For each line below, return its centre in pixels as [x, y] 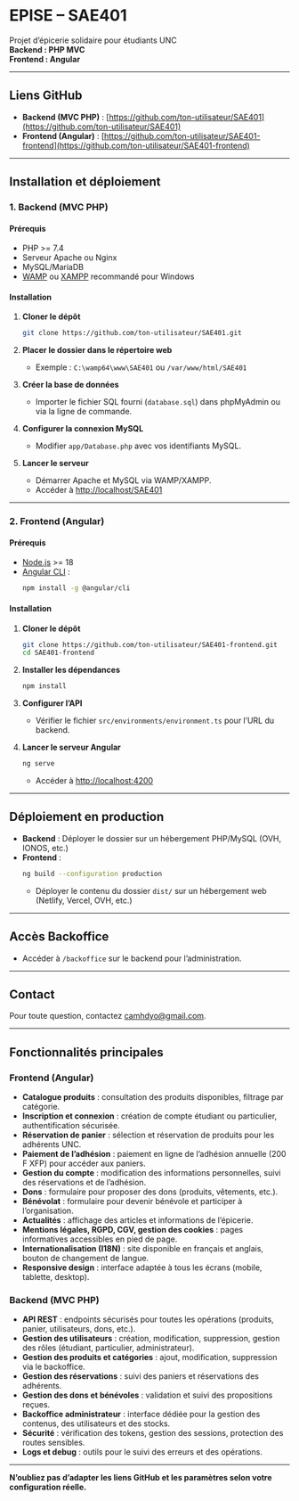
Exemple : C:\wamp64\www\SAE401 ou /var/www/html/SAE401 [141, 367]
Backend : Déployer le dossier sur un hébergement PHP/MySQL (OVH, [152, 838]
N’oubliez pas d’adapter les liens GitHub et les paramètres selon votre [141, 1478]
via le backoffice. [54, 1367]
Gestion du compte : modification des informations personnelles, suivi [151, 1173]
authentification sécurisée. [71, 1126]
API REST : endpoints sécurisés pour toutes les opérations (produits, [148, 1319]
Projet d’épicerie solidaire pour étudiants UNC [93, 40]
